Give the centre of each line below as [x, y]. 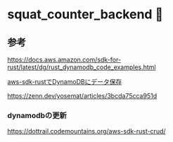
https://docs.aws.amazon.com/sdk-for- [64, 60]
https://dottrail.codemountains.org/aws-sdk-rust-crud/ [87, 131]
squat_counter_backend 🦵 [85, 14]
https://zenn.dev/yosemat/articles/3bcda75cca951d [82, 96]
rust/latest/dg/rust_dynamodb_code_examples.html [82, 67]
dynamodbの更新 [37, 115]
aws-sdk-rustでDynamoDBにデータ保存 [65, 82]
